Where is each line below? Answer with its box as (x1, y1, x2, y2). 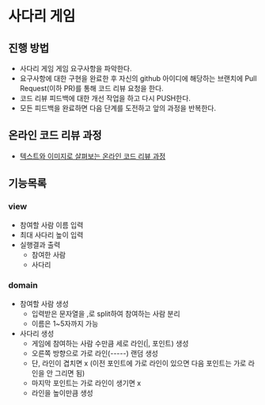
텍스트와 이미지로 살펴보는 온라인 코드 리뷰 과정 (19, 151, 166, 161)
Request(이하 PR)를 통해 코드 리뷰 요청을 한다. (19, 84, 164, 93)
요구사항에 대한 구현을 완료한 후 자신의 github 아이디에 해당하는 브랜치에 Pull (19, 74, 257, 83)
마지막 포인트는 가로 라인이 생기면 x (31, 378, 142, 388)
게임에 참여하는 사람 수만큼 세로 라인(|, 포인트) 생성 (31, 338, 189, 348)
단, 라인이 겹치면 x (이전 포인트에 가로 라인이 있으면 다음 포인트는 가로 (31, 358, 247, 368)
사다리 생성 (19, 328, 55, 338)
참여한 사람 (31, 250, 66, 259)
